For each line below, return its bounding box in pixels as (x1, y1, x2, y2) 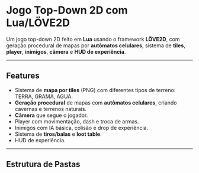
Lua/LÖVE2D (6, 16, 70, 30)
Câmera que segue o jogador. (14, 112, 88, 119)
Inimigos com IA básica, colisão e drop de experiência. (14, 124, 149, 131)
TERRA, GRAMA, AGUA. (14, 93, 73, 100)
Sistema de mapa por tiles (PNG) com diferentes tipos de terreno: (14, 86, 176, 93)
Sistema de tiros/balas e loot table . (14, 130, 102, 138)
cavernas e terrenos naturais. (14, 105, 87, 112)
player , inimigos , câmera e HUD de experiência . (6, 48, 126, 55)
